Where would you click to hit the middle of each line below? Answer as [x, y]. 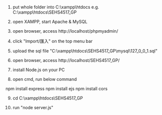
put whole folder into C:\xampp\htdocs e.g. [56, 7]
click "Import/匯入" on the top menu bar [52, 41]
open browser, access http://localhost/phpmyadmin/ [65, 31]
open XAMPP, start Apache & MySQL [50, 22]
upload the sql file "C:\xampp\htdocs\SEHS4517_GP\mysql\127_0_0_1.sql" [85, 51]
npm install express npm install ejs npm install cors [57, 89]
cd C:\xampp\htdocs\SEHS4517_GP [48, 98]
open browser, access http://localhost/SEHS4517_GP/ [66, 60]
